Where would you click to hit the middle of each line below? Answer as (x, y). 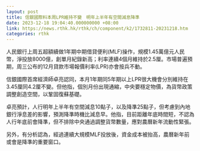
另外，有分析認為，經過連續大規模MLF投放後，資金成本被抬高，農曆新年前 (98, 134)
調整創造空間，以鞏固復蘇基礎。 (45, 94)
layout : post (22, 12)
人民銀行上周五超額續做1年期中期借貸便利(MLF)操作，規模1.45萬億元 (90, 52)
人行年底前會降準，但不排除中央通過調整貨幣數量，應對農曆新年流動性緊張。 (100, 122)
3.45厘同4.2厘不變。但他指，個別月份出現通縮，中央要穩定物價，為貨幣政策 (99, 87)
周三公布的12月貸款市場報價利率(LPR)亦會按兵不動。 (81, 67)
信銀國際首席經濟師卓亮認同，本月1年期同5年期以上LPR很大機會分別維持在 (97, 79)
